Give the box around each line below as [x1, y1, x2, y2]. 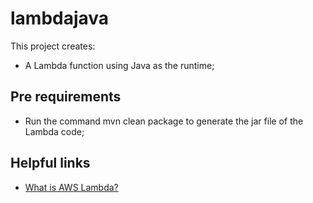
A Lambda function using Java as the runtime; [24, 59, 215, 71]
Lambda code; [24, 125, 85, 137]
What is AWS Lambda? [24, 181, 119, 193]
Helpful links [10, 155, 91, 172]
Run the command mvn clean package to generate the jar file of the [24, 115, 304, 127]
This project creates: [10, 40, 96, 52]
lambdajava [10, 7, 110, 30]
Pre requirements [10, 88, 122, 106]
